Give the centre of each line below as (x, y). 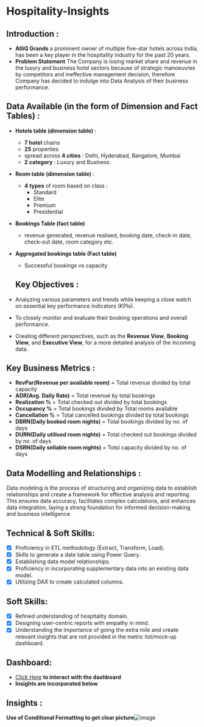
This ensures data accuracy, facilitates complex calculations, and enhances (101, 501)
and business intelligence (38, 514)
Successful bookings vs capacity (66, 265)
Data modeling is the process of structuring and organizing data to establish (102, 488)
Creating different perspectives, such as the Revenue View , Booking (102, 336)
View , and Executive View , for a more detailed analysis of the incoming (105, 342)
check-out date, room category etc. (69, 242)
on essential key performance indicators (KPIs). (75, 306)
